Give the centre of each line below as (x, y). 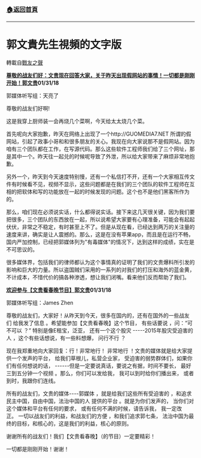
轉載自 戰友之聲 (25, 63)
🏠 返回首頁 (22, 9)
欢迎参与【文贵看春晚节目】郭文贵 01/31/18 (59, 290)
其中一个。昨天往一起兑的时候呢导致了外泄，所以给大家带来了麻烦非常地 (100, 157)
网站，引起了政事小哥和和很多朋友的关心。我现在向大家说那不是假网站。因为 (100, 142)
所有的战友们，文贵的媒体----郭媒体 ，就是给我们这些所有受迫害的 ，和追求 (99, 394)
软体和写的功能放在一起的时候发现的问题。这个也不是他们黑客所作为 (106, 192)
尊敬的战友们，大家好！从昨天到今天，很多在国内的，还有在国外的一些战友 (98, 316)
